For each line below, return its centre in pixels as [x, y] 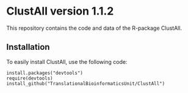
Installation [28, 47]
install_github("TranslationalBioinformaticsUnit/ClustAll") [86, 83]
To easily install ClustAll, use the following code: [67, 61]
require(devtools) [30, 78]
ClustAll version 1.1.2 [60, 11]
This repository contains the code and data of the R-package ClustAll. [94, 28]
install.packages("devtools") [45, 73]
